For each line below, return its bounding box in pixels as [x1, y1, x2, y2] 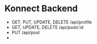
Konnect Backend [4, 3, 78, 14]
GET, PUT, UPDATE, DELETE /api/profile [11, 19, 92, 25]
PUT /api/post [11, 29, 40, 35]
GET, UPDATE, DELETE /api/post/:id [11, 24, 84, 30]
